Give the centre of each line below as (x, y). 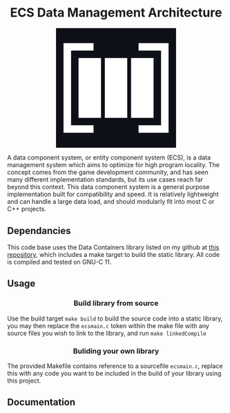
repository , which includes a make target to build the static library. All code (113, 254)
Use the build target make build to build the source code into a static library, (115, 318)
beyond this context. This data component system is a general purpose (108, 187)
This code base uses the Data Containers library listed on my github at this (113, 247)
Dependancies (39, 230)
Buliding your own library (116, 351)
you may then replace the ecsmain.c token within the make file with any (108, 325)
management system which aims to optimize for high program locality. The (113, 165)
